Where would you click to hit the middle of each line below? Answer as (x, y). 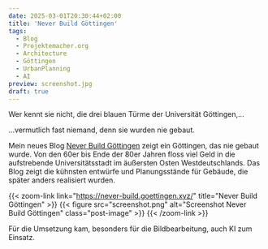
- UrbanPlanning (43, 69)
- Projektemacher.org (52, 46)
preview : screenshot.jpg (50, 84)
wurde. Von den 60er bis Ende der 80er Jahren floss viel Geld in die (122, 154)
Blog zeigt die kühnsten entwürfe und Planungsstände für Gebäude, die (128, 172)
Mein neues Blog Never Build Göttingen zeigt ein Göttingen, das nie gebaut (134, 146)
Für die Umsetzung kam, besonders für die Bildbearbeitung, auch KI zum (130, 229)
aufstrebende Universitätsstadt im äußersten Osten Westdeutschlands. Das (134, 163)
